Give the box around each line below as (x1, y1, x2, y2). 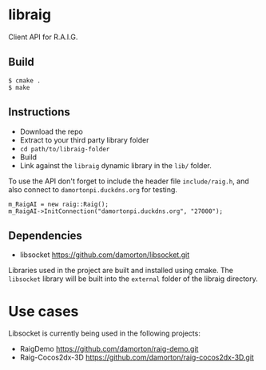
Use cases (8, 302, 79, 320)
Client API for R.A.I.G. (8, 32, 78, 42)
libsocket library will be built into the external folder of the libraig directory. (8, 274, 258, 284)
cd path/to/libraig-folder (19, 145, 110, 153)
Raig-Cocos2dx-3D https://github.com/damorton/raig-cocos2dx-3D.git (19, 352, 254, 362)
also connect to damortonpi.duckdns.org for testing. (8, 184, 178, 194)
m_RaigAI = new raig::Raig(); (8, 200, 109, 208)
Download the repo (19, 127, 84, 136)
